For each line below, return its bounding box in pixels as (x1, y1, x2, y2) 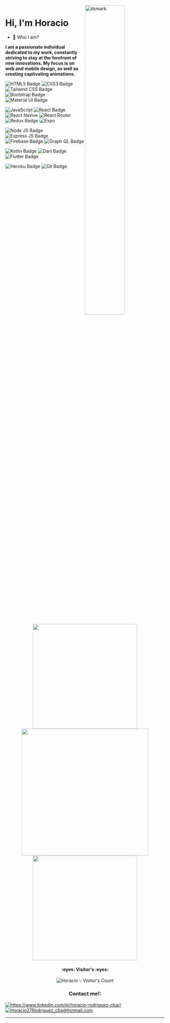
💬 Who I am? (12, 34, 39, 40)
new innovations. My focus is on (5, 60, 75, 66)
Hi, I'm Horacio (5, 17, 69, 29)
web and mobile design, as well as (5, 65, 78, 72)
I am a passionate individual (5, 44, 65, 50)
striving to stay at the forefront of (5, 54, 77, 60)
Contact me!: (68, 990, 102, 997)
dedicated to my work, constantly (5, 49, 77, 55)
